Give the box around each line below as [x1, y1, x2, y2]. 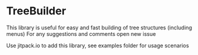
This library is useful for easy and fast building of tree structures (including [6, 24, 193, 31]
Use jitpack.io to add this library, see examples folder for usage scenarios [6, 42, 189, 49]
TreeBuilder [6, 4, 66, 18]
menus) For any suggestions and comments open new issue [6, 30, 156, 37]
